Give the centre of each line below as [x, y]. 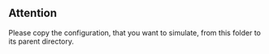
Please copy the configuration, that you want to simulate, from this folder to [135, 32]
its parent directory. [41, 41]
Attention [33, 13]
